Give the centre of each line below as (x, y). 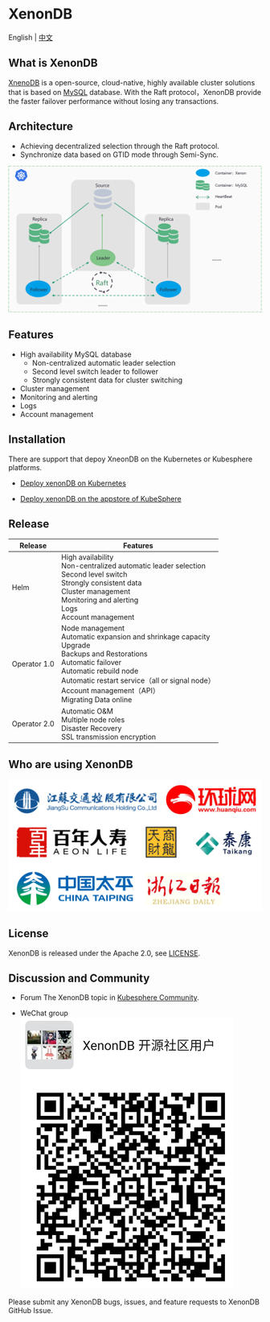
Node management (93, 628)
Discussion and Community (79, 978)
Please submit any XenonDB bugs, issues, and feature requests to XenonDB (134, 1302)
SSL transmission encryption (109, 737)
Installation (37, 440)
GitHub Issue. (31, 1311)
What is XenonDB (53, 63)
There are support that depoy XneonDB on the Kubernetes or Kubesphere (131, 459)
